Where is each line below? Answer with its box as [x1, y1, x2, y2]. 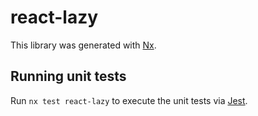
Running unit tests [10, 68, 127, 85]
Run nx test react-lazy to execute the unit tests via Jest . [10, 94, 248, 106]
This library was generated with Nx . [10, 39, 157, 51]
